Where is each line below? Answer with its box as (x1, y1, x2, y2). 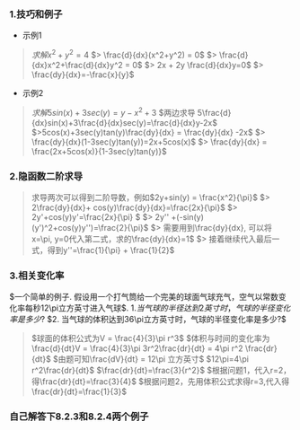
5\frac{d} (197, 107, 232, 118)
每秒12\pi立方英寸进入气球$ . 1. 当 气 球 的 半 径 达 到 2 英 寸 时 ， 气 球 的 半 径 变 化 (24, 303, 291, 313)
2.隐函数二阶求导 (9, 170, 84, 182)
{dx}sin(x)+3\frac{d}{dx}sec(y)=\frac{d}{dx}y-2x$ (31, 117, 218, 127)
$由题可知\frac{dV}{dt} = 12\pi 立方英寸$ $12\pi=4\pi (52, 354, 250, 364)
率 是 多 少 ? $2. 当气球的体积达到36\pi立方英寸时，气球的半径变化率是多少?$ (9, 314, 287, 325)
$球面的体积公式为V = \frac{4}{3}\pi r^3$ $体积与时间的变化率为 (31, 333, 270, 344)
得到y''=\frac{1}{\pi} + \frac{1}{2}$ (47, 244, 175, 255)
